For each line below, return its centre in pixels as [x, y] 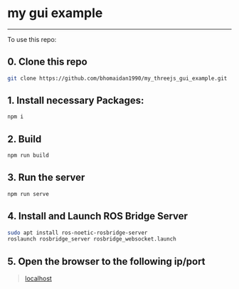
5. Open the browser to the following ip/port [106, 261]
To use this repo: [32, 39]
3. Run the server [46, 178]
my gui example [55, 13]
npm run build [28, 156]
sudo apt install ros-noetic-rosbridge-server [78, 233]
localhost [38, 278]
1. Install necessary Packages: [76, 101]
